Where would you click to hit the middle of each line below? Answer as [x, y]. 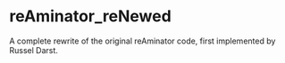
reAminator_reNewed [90, 16]
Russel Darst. [34, 50]
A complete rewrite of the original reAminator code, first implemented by [142, 41]
